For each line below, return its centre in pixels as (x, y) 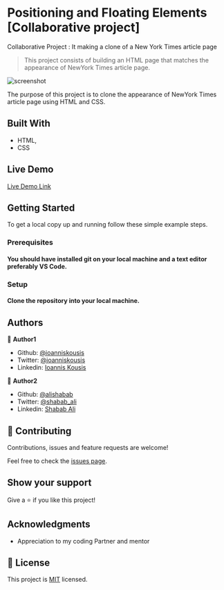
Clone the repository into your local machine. (73, 301)
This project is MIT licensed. (47, 580)
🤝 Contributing (39, 431)
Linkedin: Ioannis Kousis (52, 367)
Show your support (49, 483)
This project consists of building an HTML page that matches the (116, 60)
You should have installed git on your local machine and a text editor (107, 259)
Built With (29, 124)
